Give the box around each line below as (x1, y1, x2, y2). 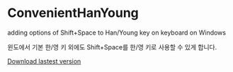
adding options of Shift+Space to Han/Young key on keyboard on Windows (7, 28, 227, 37)
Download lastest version (7, 56, 81, 65)
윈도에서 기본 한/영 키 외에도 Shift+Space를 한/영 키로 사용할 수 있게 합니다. (7, 42, 217, 51)
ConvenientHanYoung (7, 5, 140, 21)
